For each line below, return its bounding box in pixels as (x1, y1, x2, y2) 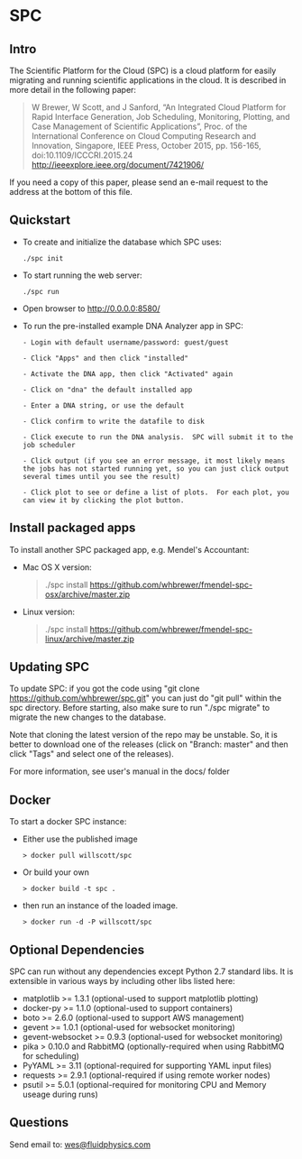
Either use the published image (22, 833, 138, 844)
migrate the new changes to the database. (9, 712, 167, 722)
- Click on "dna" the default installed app (22, 385, 193, 394)
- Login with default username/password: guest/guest (22, 337, 229, 347)
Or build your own (22, 867, 90, 878)
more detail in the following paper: (9, 85, 137, 95)
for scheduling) (22, 1051, 79, 1062)
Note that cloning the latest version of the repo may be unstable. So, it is (9, 730, 278, 740)
